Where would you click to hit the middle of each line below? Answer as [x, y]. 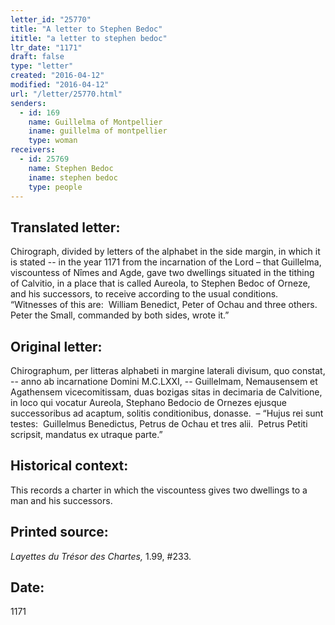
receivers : [33, 150]
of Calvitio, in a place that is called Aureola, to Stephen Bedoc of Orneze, [160, 283]
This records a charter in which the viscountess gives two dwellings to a [159, 490]
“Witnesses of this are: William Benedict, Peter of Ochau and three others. [164, 305]
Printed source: [59, 532]
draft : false [37, 57]
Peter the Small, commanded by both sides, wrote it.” [120, 315]
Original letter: [56, 346]
